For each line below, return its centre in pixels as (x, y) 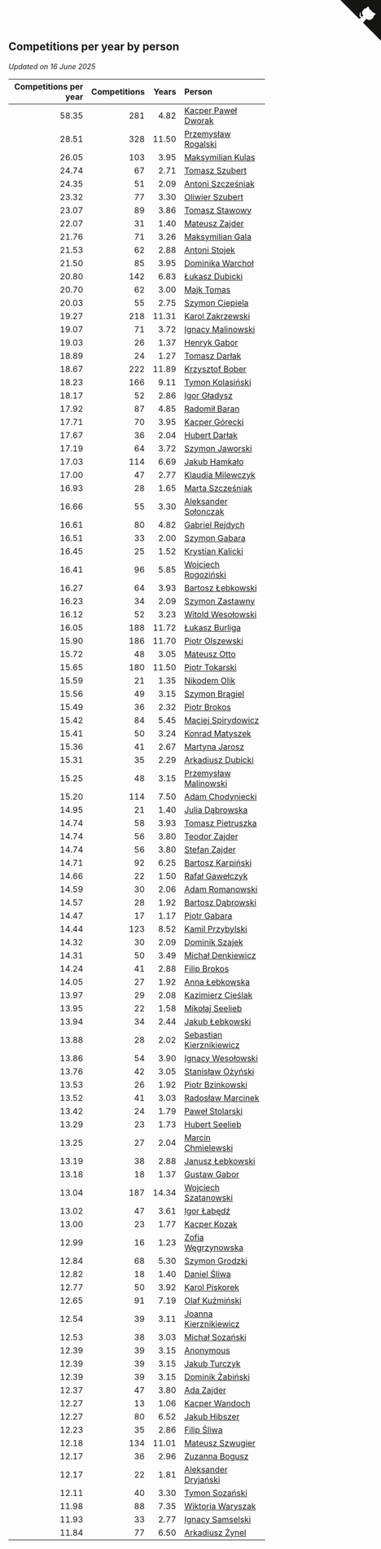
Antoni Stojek (210, 250)
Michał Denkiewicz (220, 955)
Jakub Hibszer (212, 1416)
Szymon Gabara (215, 538)
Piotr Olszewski (214, 641)
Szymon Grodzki (216, 1261)
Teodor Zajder (211, 836)
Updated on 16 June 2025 (52, 66)
